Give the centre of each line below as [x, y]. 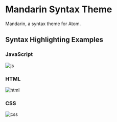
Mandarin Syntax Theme [59, 9]
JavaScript [19, 54]
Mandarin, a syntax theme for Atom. [43, 24]
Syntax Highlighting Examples [54, 40]
